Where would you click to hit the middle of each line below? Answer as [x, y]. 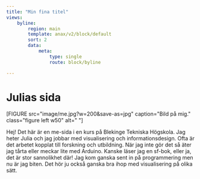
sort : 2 [37, 40]
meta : [45, 51]
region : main [44, 29]
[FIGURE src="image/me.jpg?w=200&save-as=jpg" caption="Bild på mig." [98, 114]
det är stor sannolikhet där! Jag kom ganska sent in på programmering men [100, 158]
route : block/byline [75, 62]
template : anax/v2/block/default [70, 34]
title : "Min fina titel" [37, 12]
